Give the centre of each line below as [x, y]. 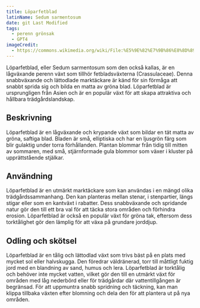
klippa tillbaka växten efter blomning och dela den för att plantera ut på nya [98, 293]
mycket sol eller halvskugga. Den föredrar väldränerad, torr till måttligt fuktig [100, 262]
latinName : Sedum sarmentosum [44, 17]
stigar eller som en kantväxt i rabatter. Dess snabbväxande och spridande [97, 203]
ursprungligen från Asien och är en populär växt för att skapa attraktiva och [99, 92]
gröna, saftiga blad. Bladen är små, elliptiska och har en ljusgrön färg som [96, 138]
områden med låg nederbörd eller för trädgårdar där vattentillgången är [94, 281]
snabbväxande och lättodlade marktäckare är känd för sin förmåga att [92, 80]
